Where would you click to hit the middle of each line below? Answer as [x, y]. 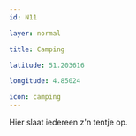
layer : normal [35, 33]
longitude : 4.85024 [45, 81]
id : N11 [23, 17]
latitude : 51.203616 [47, 65]
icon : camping [35, 97]
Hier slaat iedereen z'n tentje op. [68, 122]
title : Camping [37, 49]
